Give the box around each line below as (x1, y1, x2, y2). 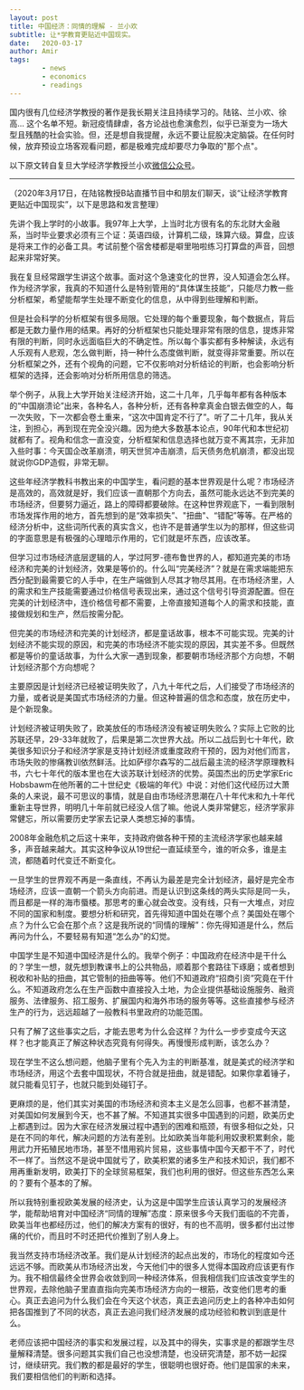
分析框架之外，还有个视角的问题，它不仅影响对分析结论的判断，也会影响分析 (9, 358, 295, 369)
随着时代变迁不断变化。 (33, 854, 120, 865)
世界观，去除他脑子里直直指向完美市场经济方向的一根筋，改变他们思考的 (9, 1283, 279, 1294)
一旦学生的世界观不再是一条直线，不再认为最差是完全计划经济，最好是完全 (9, 874, 287, 885)
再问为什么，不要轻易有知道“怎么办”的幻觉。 (9, 930, 176, 941)
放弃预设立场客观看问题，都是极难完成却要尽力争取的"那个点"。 (24, 140, 263, 151)
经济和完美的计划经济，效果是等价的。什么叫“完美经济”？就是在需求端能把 (9, 563, 287, 574)
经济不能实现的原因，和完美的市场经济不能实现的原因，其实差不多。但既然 (16, 639, 295, 650)
